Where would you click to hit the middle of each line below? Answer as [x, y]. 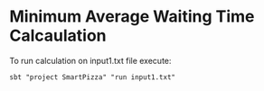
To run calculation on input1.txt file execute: [90, 60]
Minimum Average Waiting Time [132, 17]
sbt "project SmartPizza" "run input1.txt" [93, 77]
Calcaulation [58, 36]
